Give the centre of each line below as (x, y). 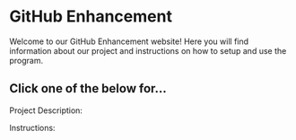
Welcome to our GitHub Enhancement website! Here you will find (129, 41)
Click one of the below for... (88, 88)
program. (26, 60)
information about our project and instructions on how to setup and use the (148, 50)
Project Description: (46, 110)
